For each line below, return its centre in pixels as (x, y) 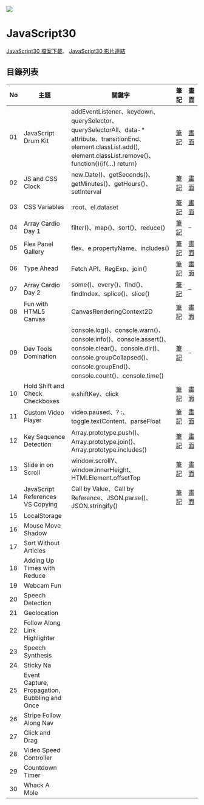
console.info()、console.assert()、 (121, 339)
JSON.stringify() (95, 506)
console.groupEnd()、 (103, 366)
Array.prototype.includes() (109, 449)
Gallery (34, 251)
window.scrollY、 (96, 460)
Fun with (36, 304)
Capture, (36, 682)
